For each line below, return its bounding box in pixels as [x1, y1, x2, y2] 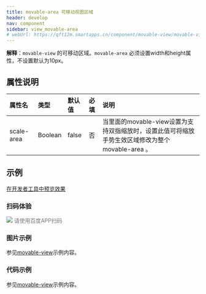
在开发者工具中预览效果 [6, 185, 66, 192]
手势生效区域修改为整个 [102, 135, 170, 144]
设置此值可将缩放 [145, 126, 195, 135]
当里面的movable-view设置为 [102, 117, 188, 126]
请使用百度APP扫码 [13, 217, 63, 224]
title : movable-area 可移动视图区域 [6, 9, 94, 15]
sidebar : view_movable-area [6, 26, 78, 32]
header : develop [6, 15, 48, 21]
